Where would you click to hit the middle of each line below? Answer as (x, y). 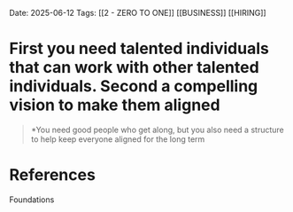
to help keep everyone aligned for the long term (118, 139)
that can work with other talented (134, 68)
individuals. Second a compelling (134, 86)
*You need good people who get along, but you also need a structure (158, 130)
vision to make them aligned (115, 105)
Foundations (32, 200)
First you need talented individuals (139, 49)
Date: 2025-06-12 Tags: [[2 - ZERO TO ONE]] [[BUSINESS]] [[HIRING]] (138, 13)
